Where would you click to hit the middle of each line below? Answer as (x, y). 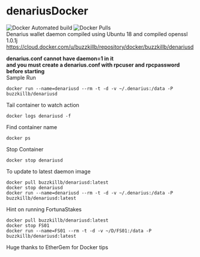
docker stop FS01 (28, 225)
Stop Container (25, 149)
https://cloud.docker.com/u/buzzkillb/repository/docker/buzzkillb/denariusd (100, 47)
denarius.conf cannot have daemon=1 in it (60, 58)
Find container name (32, 127)
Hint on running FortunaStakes (44, 209)
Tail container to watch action (43, 105)
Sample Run (21, 77)
